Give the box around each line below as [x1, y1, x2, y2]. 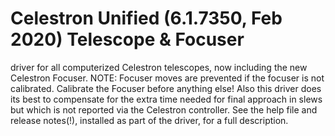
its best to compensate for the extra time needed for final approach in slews [10, 93, 323, 105]
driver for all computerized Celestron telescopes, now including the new [10, 61, 308, 73]
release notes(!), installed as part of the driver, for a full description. [10, 114, 289, 126]
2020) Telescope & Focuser [10, 28, 245, 51]
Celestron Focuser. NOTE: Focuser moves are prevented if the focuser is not [10, 72, 325, 84]
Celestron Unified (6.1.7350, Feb [10, 7, 283, 30]
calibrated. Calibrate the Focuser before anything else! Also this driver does [10, 82, 322, 94]
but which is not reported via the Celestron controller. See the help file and [10, 103, 318, 116]
